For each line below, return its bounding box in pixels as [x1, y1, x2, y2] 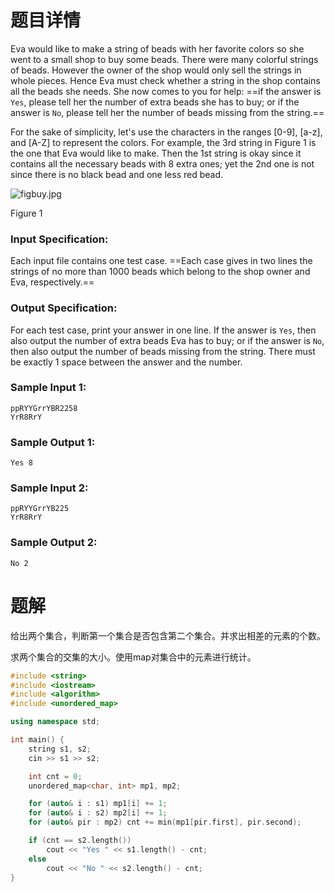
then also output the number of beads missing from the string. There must [10, 345, 316, 357]
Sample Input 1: [10, 381, 87, 395]
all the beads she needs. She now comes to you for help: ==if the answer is [10, 85, 322, 97]
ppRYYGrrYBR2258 [10, 403, 78, 413]
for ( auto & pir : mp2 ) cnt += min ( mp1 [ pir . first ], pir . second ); [28, 817, 302, 828]
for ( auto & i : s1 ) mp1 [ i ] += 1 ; [28, 799, 168, 809]
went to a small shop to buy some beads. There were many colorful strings [10, 53, 319, 65]
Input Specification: [10, 232, 109, 246]
